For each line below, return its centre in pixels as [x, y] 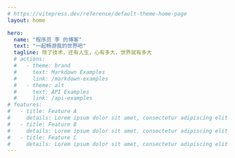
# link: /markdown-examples [61, 79]
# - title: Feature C [42, 138]
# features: [25, 105]
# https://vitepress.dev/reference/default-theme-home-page [97, 14]
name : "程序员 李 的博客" [48, 39]
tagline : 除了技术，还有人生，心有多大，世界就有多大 [83, 53]
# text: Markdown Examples [59, 72]
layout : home [26, 20]
